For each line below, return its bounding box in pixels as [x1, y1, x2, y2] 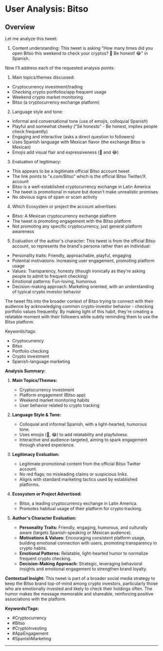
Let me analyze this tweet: [5, 36, 58, 41]
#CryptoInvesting [12, 625, 47, 631]
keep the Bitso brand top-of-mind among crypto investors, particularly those [5, 581, 158, 586]
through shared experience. [19, 442, 75, 448]
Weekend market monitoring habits [19, 397, 90, 403]
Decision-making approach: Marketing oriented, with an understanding [12, 284, 154, 289]
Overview [5, 23, 35, 31]
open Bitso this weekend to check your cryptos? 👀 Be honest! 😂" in [12, 50, 148, 56]
